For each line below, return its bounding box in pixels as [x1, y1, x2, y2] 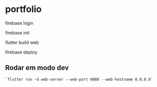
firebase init [5, 29, 30, 35]
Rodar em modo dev [5, 63, 69, 72]
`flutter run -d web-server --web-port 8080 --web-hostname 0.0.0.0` [5, 76, 153, 82]
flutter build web [5, 39, 39, 45]
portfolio [5, 3, 42, 15]
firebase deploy [5, 49, 37, 55]
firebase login [5, 20, 33, 26]
